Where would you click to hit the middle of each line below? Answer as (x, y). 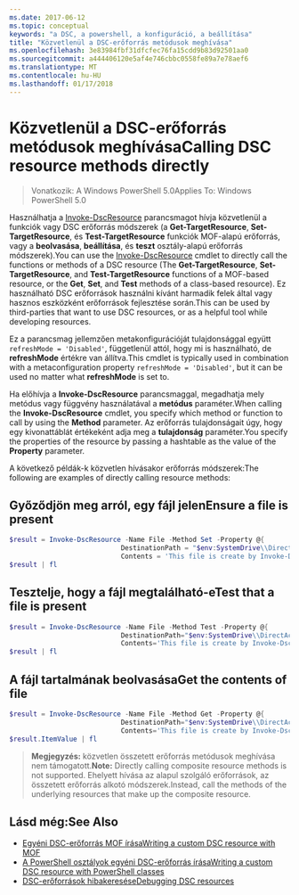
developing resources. (50, 321)
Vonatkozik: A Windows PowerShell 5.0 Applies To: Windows (141, 190)
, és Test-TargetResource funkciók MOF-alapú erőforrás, (175, 236)
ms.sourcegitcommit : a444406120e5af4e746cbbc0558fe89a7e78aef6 (129, 59)
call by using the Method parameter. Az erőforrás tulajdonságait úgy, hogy (146, 422)
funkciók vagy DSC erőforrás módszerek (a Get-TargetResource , (129, 226)
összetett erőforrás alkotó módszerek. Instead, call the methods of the (159, 784)
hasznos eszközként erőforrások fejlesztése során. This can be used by (140, 302)
